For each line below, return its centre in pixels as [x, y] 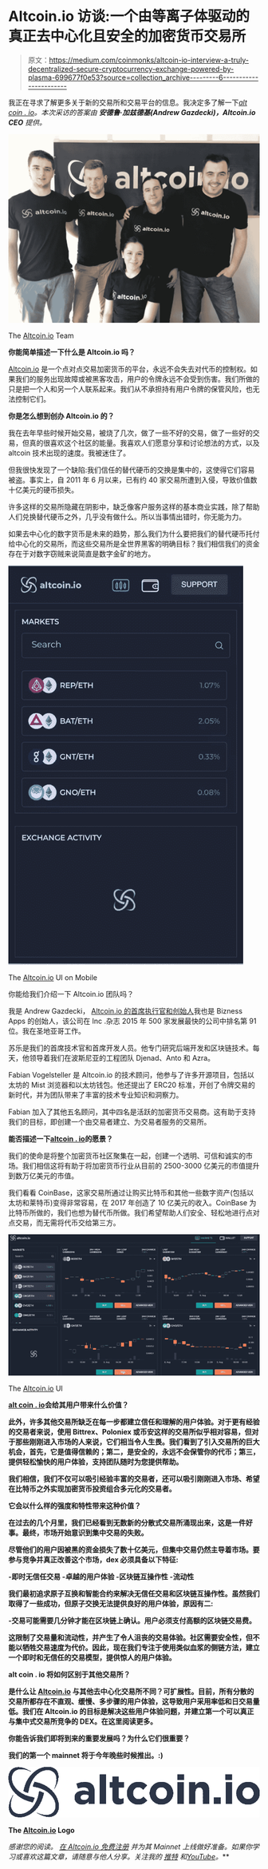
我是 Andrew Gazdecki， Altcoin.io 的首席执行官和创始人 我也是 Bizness [126, 1010]
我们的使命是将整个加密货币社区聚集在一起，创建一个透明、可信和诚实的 [127, 1156]
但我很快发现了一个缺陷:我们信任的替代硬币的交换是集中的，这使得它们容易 [132, 470]
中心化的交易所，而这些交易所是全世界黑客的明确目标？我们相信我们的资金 [137, 543]
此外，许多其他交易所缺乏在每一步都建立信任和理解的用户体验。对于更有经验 [134, 1422]
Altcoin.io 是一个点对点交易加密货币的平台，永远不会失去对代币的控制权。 [130, 369]
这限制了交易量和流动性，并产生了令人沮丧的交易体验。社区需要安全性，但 [130, 1637]
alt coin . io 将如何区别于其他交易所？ [69, 1674]
